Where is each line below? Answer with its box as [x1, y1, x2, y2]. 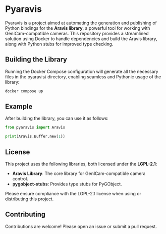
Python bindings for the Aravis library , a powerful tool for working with [5, 25, 150, 31]
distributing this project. [5, 196, 54, 202]
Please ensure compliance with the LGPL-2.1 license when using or [5, 191, 141, 196]
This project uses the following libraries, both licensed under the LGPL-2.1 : [5, 161, 157, 167]
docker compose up [5, 88, 43, 94]
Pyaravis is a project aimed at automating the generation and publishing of [5, 20, 157, 26]
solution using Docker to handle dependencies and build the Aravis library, [5, 36, 158, 42]
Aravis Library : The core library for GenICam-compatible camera [12, 171, 146, 176]
